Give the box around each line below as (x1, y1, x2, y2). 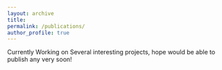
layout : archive (7, 10, 54, 17)
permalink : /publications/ (7, 23, 85, 30)
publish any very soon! (7, 56, 73, 64)
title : (7, 16, 26, 23)
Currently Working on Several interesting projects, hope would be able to (7, 48, 216, 56)
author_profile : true (7, 29, 70, 36)
